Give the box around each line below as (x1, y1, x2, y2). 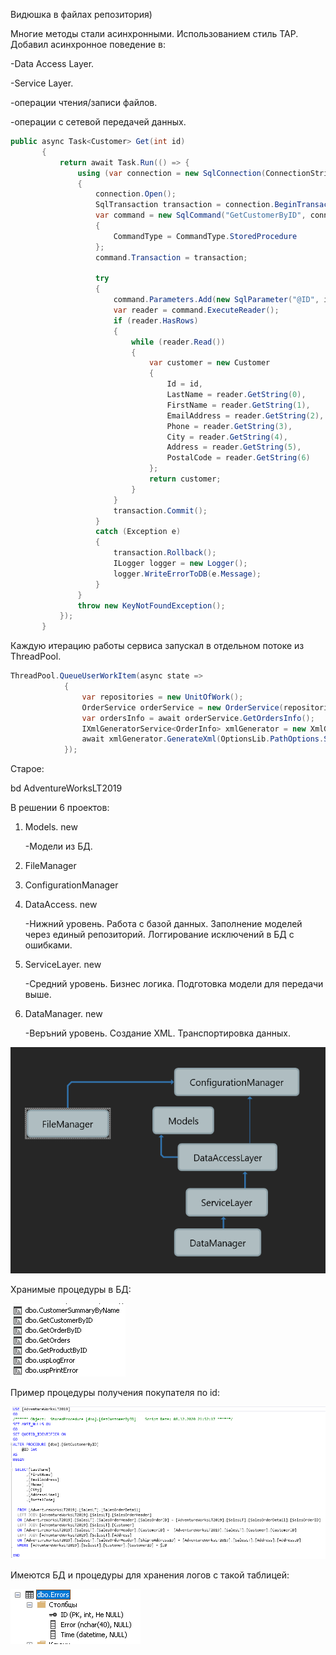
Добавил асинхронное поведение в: (10, 39, 166, 50)
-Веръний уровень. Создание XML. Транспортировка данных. (24, 1027, 291, 1039)
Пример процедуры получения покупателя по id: (10, 1387, 220, 1399)
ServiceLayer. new (24, 959, 102, 971)
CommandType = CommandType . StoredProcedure (113, 231, 298, 241)
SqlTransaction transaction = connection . (95, 200, 275, 210)
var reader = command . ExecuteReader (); (113, 305, 280, 315)
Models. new (24, 821, 78, 833)
